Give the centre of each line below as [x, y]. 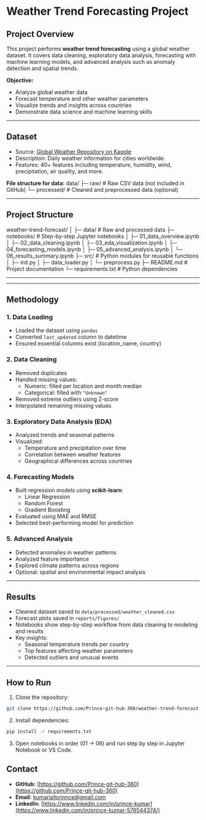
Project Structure [40, 215]
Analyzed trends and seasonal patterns [65, 435]
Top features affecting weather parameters [78, 651]
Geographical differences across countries [78, 461]
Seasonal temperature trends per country [77, 644]
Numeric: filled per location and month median [83, 386]
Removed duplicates [41, 373]
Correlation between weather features [72, 454]
